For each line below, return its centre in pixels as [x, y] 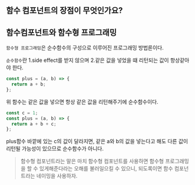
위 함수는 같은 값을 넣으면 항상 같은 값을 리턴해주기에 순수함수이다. [82, 101]
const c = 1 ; [22, 113]
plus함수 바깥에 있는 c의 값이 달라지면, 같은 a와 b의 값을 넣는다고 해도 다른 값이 [97, 141]
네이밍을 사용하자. [57, 176]
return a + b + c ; [34, 124]
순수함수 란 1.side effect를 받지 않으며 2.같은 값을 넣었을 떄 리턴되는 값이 [87, 60]
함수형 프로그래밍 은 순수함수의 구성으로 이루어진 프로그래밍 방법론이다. [85, 48]
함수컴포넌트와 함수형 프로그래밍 [61, 32]
